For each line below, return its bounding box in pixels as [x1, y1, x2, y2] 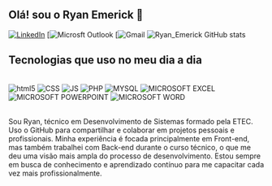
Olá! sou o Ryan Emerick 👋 [8, 8, 144, 22]
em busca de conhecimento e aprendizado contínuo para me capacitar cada [8, 159, 265, 169]
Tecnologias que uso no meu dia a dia [8, 54, 203, 67]
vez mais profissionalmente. [8, 168, 103, 178]
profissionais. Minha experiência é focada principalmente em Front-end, [8, 133, 250, 143]
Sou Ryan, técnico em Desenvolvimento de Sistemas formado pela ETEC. [8, 116, 253, 126]
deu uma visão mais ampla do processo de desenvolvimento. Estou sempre [8, 151, 261, 161]
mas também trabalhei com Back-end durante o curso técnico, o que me [8, 142, 252, 152]
